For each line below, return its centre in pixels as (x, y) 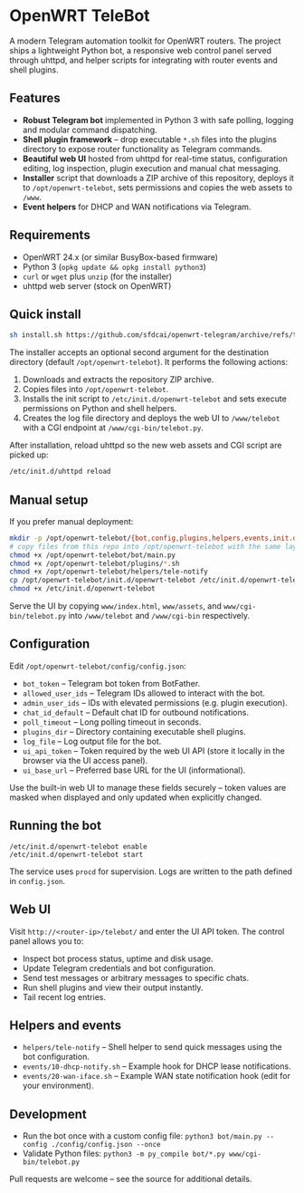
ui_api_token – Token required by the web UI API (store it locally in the (153, 750)
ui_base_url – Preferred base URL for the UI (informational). (134, 770)
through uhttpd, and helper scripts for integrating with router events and (143, 60)
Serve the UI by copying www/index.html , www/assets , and (115, 606)
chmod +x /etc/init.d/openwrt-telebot (82, 589)
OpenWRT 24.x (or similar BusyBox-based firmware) (120, 257)
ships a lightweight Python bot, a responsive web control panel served (141, 50)
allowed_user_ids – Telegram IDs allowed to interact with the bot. (143, 693)
